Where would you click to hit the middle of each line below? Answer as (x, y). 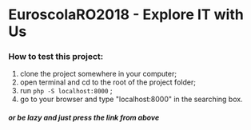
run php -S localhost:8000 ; (66, 91)
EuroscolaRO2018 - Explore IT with (126, 15)
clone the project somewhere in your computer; (98, 74)
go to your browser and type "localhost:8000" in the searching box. (131, 99)
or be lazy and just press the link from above (84, 118)
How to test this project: (56, 57)
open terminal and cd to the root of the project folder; (108, 82)
